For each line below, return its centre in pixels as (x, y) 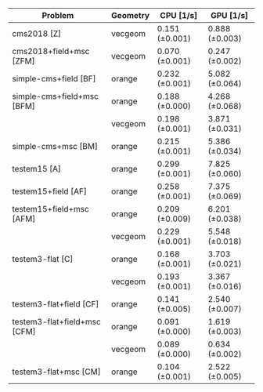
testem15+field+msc (51, 209)
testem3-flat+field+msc (57, 322)
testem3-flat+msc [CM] (56, 372)
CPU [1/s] (179, 15)
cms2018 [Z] (36, 33)
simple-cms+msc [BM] (55, 146)
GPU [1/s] (229, 15)
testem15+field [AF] (50, 191)
